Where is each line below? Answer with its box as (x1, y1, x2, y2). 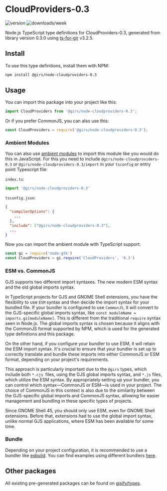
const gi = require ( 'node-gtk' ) (5, 251, 72, 256)
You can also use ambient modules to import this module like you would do (5, 151, 159, 157)
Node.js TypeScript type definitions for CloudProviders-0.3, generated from (5, 29, 161, 35)
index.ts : (5, 176, 25, 182)
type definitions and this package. (5, 330, 75, 337)
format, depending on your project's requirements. (5, 356, 109, 362)
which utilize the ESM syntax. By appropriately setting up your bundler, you (5, 376, 160, 382)
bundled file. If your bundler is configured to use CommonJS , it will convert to (5, 304, 159, 310)
